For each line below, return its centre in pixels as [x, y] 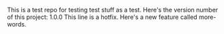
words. [17, 24]
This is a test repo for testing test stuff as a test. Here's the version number [113, 10]
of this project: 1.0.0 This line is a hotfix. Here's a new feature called [102, 17]
